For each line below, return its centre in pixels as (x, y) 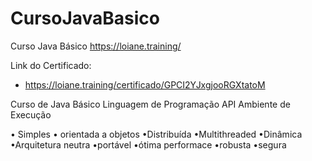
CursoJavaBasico (85, 18)
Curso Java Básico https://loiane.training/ (96, 46)
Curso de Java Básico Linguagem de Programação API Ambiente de (150, 104)
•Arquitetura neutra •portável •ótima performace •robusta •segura (148, 144)
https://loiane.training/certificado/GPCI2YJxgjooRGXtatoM (145, 84)
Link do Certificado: (51, 65)
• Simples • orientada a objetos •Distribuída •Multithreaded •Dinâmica (156, 134)
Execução (31, 114)
